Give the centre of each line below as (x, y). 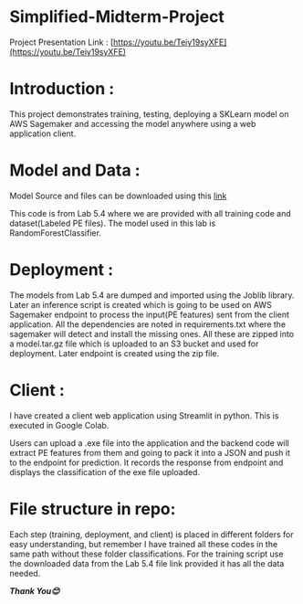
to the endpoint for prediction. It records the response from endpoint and (146, 462)
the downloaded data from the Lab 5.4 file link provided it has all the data (147, 563)
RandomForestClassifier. (56, 233)
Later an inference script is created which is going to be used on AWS (141, 304)
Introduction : (62, 89)
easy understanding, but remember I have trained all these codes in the (144, 544)
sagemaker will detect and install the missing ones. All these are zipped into (152, 334)
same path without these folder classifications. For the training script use (146, 554)
